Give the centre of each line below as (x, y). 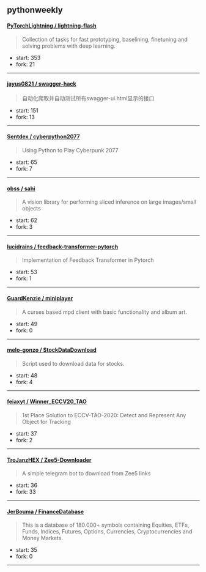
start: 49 (27, 324)
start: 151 (27, 110)
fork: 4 (24, 382)
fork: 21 (25, 64)
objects (31, 209)
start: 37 (26, 434)
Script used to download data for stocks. (73, 363)
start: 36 (27, 485)
